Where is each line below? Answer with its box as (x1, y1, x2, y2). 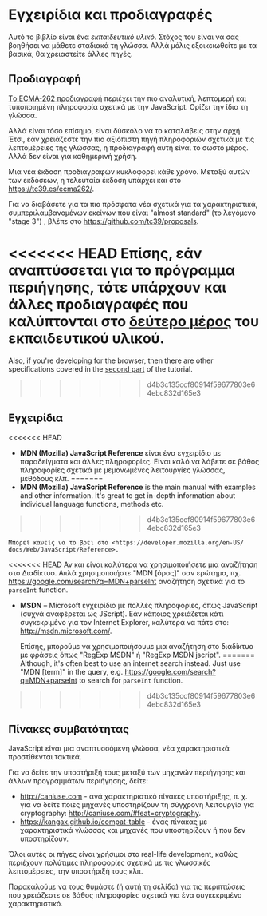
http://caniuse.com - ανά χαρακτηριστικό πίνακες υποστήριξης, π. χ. (19, 791, 249, 801)
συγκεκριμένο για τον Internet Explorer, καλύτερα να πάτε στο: (19, 617, 230, 627)
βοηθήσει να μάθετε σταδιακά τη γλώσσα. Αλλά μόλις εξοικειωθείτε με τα (8, 40, 257, 50)
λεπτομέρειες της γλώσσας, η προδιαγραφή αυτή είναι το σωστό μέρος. (8, 142, 249, 153)
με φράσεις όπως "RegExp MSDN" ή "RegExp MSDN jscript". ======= (19, 650, 255, 659)
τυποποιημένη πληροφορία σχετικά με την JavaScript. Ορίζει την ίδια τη (8, 102, 249, 111)
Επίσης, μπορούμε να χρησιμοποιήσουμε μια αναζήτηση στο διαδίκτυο (19, 641, 253, 651)
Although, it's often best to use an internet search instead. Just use (19, 658, 241, 668)
